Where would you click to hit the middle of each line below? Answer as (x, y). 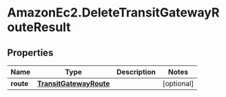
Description (136, 72)
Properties (30, 53)
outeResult (39, 27)
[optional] (178, 84)
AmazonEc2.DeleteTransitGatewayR (113, 13)
